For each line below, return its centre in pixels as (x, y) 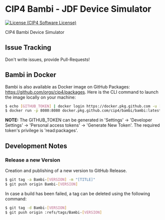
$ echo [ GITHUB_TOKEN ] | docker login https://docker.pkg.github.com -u (81, 106)
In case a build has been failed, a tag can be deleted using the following (78, 193)
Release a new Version (33, 160)
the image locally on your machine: (41, 97)
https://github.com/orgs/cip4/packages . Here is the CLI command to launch (82, 92)
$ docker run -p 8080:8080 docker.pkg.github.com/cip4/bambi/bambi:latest (83, 111)
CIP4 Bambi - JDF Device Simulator (78, 9)
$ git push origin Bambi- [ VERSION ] (41, 184)
